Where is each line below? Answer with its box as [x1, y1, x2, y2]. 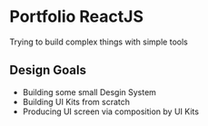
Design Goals [9, 63, 86, 78]
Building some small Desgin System [22, 86, 157, 97]
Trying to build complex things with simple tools [9, 36, 188, 47]
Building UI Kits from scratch [22, 96, 130, 107]
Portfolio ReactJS [9, 6, 144, 27]
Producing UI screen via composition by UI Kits [22, 106, 200, 117]
